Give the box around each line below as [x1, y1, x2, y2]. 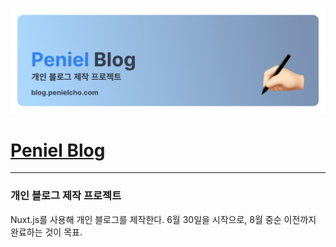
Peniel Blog [10, 139, 106, 162]
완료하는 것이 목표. [10, 226, 83, 238]
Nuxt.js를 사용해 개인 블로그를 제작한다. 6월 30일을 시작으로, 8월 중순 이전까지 [10, 213, 317, 225]
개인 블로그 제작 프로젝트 [10, 189, 122, 203]
